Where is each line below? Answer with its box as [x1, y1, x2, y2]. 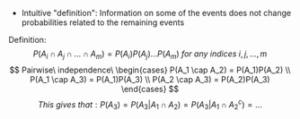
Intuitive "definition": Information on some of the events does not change [21, 8, 292, 18]
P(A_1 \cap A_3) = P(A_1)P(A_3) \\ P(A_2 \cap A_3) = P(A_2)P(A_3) [30, 73, 270, 84]
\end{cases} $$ [120, 83, 180, 94]
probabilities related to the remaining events [21, 17, 185, 28]
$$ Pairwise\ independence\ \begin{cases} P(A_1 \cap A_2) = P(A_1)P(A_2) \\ [9, 64, 291, 75]
